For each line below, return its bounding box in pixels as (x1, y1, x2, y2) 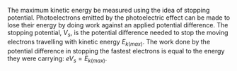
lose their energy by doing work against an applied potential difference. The (7, 21, 229, 29)
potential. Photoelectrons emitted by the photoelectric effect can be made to (7, 13, 231, 22)
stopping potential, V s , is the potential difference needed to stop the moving (7, 28, 229, 38)
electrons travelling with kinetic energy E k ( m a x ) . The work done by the (7, 37, 211, 48)
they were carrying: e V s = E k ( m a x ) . (7, 54, 108, 64)
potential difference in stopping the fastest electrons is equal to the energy (7, 46, 225, 55)
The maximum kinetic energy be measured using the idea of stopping (7, 6, 210, 14)
